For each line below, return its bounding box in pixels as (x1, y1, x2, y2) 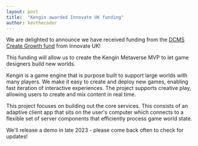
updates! (6, 133, 28, 140)
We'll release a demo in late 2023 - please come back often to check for (6, 126, 184, 134)
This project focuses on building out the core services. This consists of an (6, 102, 188, 110)
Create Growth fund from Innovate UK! (6, 42, 101, 49)
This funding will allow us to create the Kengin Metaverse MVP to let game (6, 54, 189, 61)
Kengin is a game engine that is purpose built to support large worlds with (6, 72, 188, 79)
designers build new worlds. (6, 60, 76, 67)
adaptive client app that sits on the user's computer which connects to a (6, 108, 184, 116)
